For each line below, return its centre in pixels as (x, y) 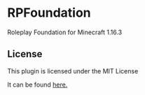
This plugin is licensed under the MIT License (73, 71)
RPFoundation (49, 13)
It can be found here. (37, 85)
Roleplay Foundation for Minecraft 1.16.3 (65, 32)
